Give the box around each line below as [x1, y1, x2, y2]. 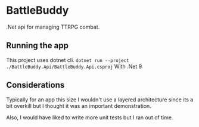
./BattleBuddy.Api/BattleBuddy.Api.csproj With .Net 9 [6, 63, 142, 70]
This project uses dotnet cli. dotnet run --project [6, 56, 129, 63]
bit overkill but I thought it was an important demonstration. [6, 102, 152, 109]
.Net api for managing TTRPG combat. [6, 23, 100, 30]
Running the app [6, 41, 69, 51]
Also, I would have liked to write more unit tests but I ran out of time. [6, 114, 173, 121]
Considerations [6, 80, 65, 90]
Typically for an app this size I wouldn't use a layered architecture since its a [6, 96, 194, 103]
